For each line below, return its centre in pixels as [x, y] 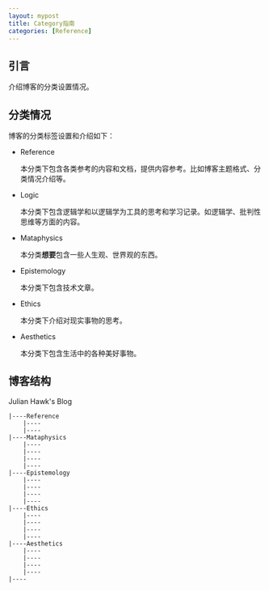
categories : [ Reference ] [50, 31]
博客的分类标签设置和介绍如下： [61, 136]
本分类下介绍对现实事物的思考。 [73, 320]
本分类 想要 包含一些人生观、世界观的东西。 [91, 255]
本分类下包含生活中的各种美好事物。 [80, 353]
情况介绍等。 [48, 179]
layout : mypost [34, 16]
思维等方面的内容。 [52, 222]
